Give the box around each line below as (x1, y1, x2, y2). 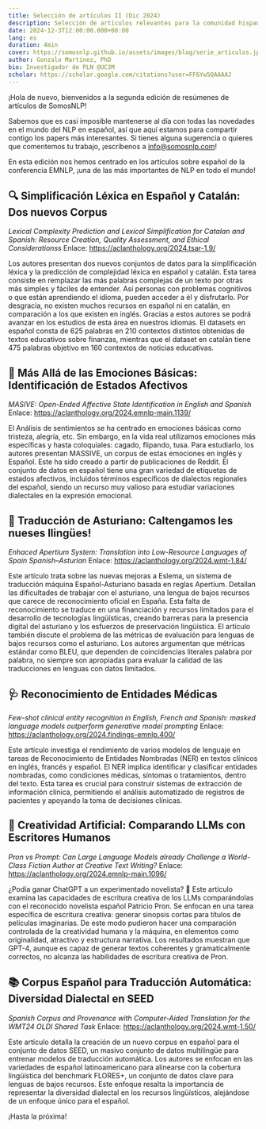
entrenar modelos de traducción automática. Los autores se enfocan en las (8, 1054, 253, 1063)
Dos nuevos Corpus (8, 205, 108, 219)
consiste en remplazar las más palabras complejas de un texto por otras (8, 275, 243, 286)
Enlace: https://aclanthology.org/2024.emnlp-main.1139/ (8, 408, 192, 417)
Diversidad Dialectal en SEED (8, 993, 154, 1006)
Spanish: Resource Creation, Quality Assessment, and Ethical (8, 235, 210, 244)
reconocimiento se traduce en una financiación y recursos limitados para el (8, 605, 254, 615)
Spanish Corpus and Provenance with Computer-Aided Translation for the (8, 1013, 251, 1023)
